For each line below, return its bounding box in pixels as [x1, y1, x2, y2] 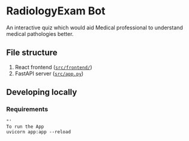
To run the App [6, 124, 44, 130]
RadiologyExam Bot [6, 4, 106, 18]
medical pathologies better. [6, 30, 74, 37]
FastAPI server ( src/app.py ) [14, 70, 84, 77]
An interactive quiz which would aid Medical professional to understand [6, 24, 183, 31]
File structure [6, 48, 58, 58]
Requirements [6, 105, 49, 114]
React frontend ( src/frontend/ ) [14, 63, 92, 70]
